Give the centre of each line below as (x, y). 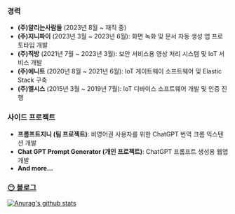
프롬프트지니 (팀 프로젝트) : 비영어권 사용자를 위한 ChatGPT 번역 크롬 (111, 134)
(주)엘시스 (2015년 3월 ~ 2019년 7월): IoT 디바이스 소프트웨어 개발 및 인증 (119, 89)
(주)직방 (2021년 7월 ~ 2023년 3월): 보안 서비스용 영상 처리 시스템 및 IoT (117, 54)
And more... (35, 168)
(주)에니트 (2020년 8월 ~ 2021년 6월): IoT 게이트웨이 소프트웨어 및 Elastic (120, 71)
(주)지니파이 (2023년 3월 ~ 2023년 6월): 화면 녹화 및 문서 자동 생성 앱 (114, 36)
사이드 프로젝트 (32, 117)
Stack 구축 (32, 80)
